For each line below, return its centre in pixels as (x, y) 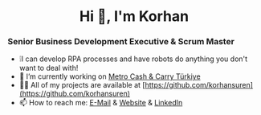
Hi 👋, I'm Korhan (134, 16)
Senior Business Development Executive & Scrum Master (121, 42)
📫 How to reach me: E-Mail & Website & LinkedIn (101, 103)
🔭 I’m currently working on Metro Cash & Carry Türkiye (110, 76)
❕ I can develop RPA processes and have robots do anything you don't (133, 59)
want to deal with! (49, 68)
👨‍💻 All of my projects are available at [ (82, 85)
